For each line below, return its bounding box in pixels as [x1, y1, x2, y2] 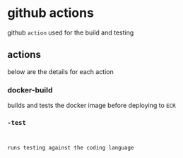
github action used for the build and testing [7, 28, 134, 37]
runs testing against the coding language [7, 145, 134, 152]
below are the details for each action [7, 67, 114, 75]
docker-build [7, 85, 53, 95]
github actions [7, 5, 94, 21]
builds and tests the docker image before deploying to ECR [7, 101, 176, 110]
